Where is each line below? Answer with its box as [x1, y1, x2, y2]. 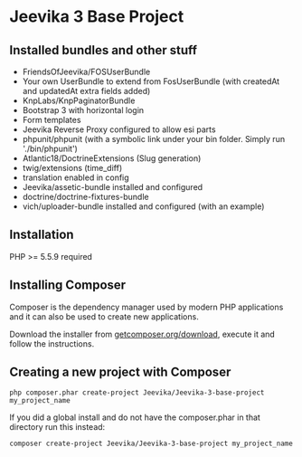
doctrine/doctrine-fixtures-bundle [22, 192, 149, 202]
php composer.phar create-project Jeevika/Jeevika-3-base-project [9, 388, 265, 397]
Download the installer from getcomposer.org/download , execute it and [9, 328, 276, 339]
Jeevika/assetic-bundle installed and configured [22, 182, 203, 192]
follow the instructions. [9, 338, 95, 349]
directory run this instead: [9, 422, 106, 433]
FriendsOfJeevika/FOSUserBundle [22, 66, 151, 77]
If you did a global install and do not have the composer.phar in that [9, 412, 260, 423]
